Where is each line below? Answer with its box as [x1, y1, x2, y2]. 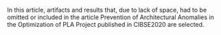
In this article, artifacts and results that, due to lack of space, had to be [7, 6, 207, 14]
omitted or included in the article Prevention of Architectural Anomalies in [7, 13, 214, 21]
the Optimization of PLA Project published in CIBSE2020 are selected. [7, 21, 205, 28]
